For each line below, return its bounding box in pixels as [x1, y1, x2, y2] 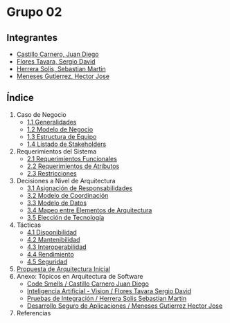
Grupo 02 [6, 4, 62, 20]
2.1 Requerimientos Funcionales [26, 154, 117, 163]
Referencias [16, 308, 51, 317]
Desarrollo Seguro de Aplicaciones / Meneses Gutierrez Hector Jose [26, 302, 223, 310]
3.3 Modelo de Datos [26, 199, 87, 207]
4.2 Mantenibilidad [26, 235, 80, 243]
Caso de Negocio [16, 110, 67, 118]
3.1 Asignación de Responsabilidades [26, 184, 133, 192]
